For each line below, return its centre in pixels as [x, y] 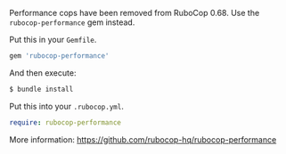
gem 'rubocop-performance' [59, 56]
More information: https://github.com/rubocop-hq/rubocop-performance [143, 139]
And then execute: [43, 73]
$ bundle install [41, 89]
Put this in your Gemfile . [53, 40]
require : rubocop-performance [65, 122]
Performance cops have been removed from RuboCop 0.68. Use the [135, 13]
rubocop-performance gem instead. [72, 22]
